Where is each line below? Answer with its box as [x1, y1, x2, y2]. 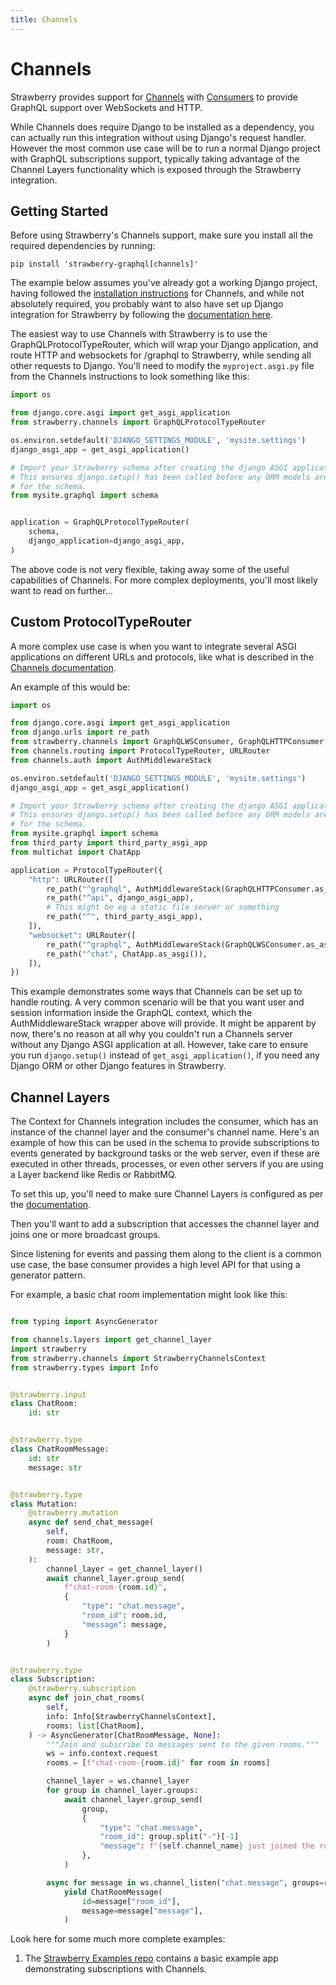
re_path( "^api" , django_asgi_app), [46, 893, 195, 903]
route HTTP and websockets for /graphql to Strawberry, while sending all [10, 349, 312, 361]
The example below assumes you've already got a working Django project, [10, 277, 318, 289]
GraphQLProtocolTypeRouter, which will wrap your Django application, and [10, 339, 319, 351]
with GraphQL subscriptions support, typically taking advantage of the [10, 152, 300, 165]
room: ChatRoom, [46, 1536, 114, 1546]
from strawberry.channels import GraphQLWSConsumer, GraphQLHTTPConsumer [10, 737, 325, 747]
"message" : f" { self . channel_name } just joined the [99, 1841, 315, 1851]
